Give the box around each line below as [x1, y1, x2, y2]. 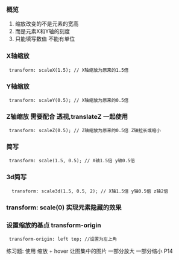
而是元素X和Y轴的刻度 [14, 28, 71, 35]
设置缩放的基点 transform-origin [6, 221, 101, 229]
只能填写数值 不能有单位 [14, 35, 75, 43]
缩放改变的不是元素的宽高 [14, 20, 79, 28]
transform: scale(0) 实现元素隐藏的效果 [6, 203, 122, 212]
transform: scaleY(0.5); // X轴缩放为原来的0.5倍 [8, 97, 129, 103]
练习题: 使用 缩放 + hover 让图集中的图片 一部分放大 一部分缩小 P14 [6, 247, 173, 255]
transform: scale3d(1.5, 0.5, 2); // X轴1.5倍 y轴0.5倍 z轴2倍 [11, 188, 169, 194]
